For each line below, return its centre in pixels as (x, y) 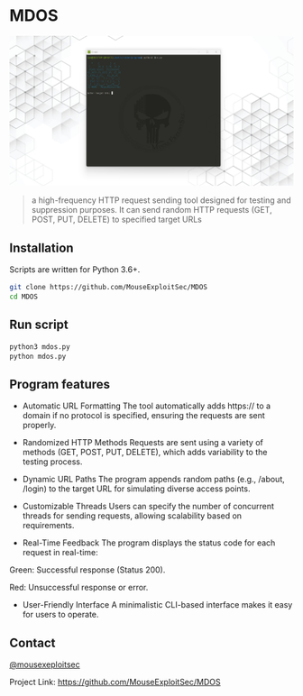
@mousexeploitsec (45, 664)
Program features (60, 384)
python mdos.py (38, 356)
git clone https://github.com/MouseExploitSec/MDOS (108, 288)
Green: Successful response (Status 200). (87, 570)
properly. (39, 426)
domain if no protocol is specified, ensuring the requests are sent (144, 416)
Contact (32, 642)
